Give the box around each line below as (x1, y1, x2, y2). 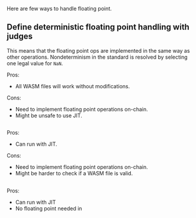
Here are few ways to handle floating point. (7, 5, 112, 12)
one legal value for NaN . (7, 59, 63, 67)
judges (7, 31, 33, 41)
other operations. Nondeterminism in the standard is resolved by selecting (7, 53, 188, 60)
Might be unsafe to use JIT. (15, 112, 82, 119)
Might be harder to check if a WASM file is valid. (15, 170, 133, 177)
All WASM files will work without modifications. (15, 82, 130, 89)
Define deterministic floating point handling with (7, 22, 190, 32)
